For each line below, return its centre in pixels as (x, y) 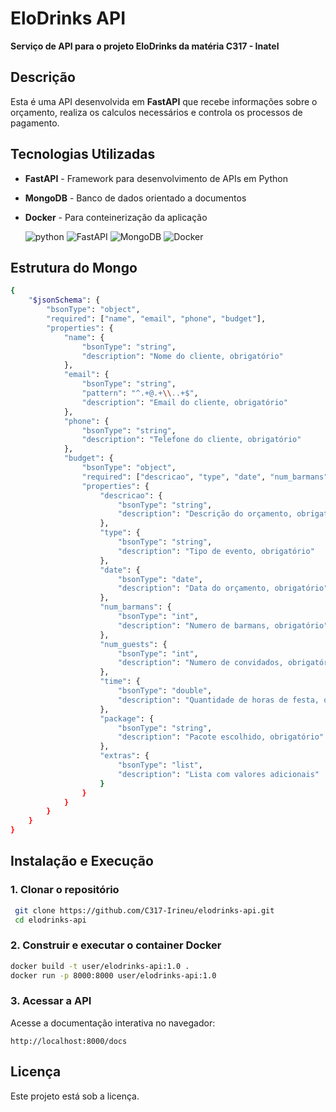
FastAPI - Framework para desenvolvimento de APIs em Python (156, 178)
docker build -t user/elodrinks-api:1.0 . (100, 966)
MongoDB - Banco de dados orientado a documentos (135, 198)
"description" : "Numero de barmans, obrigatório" (223, 625)
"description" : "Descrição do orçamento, (205, 514)
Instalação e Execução (82, 861)
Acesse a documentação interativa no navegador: (113, 1023)
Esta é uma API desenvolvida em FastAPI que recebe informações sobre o (164, 101)
